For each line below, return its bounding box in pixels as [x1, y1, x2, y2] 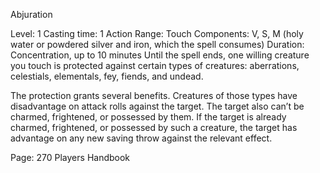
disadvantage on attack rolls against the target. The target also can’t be [10, 100, 305, 112]
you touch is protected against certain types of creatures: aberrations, [10, 60, 300, 71]
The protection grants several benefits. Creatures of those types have [10, 90, 298, 101]
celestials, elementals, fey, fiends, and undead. [10, 70, 204, 82]
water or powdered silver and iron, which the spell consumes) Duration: [10, 39, 305, 50]
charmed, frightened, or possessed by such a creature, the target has [10, 122, 298, 133]
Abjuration [10, 9, 53, 20]
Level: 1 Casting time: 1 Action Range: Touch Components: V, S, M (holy [10, 28, 304, 39]
